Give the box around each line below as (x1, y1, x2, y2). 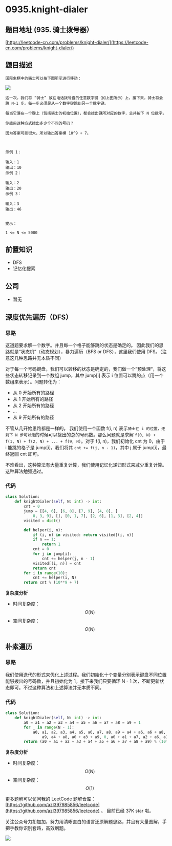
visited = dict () (24, 518, 60, 523)
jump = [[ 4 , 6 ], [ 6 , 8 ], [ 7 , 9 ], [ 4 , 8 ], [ (24, 509, 118, 514)
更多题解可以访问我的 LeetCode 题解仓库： (5, 796, 96, 802)
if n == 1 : (32, 537, 56, 542)
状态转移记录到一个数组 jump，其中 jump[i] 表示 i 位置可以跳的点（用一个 (9, 372, 164, 378)
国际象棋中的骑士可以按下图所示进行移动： (5, 75, 82, 81)
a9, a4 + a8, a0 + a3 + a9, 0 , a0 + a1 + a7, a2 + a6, (41, 734, 161, 740)
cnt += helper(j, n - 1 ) (41, 556, 95, 561)
